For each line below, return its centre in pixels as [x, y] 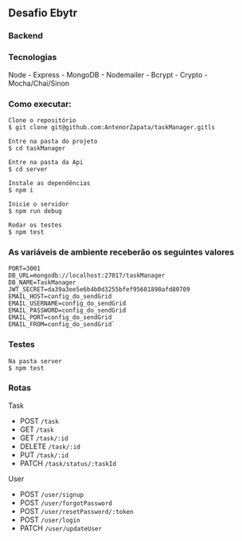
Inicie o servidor [39, 204]
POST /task [39, 421]
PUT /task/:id [44, 455]
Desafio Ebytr [43, 13]
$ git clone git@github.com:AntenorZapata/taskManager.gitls [112, 127]
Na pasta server [35, 361]
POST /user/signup [52, 494]
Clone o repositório [43, 120]
